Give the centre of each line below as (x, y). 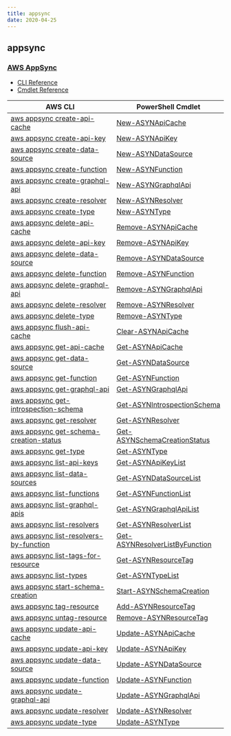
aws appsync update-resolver (59, 711)
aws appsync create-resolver (58, 201)
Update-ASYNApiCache (156, 633)
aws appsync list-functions (55, 494)
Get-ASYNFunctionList (154, 494)
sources (24, 482)
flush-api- (73, 327)
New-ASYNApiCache (152, 123)
